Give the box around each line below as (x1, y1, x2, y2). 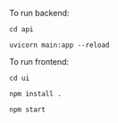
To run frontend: (9, 57, 70, 66)
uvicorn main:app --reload (9, 40, 110, 49)
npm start (9, 105, 46, 114)
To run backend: (9, 8, 70, 18)
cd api (9, 25, 34, 34)
